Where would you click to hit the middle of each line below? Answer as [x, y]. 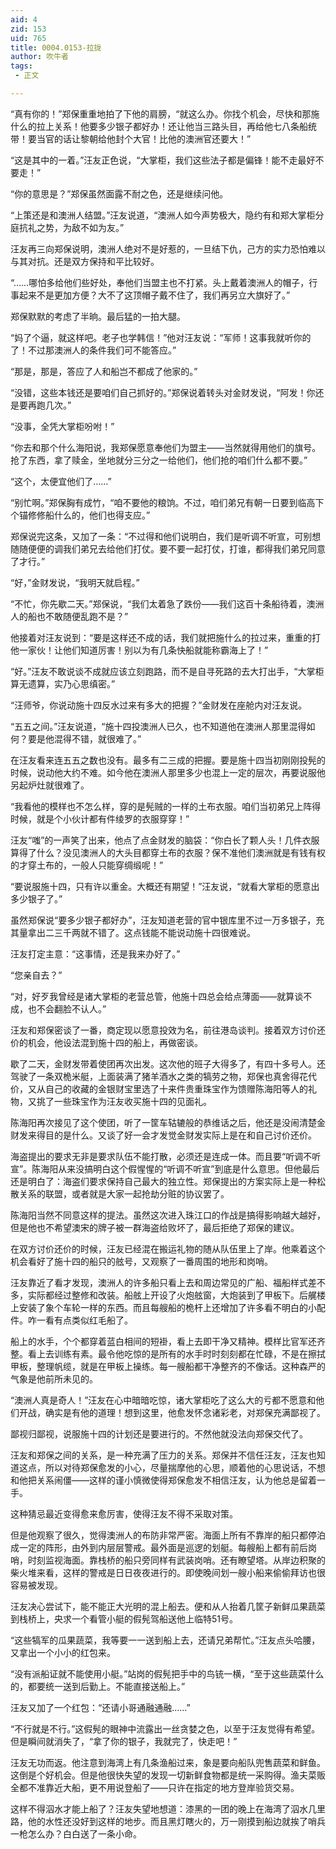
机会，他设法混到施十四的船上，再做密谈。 [115, 1042]
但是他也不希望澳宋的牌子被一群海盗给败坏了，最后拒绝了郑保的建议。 [155, 1227]
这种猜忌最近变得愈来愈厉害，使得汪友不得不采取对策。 [124, 1513]
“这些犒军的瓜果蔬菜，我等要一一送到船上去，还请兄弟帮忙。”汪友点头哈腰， [165, 1640]
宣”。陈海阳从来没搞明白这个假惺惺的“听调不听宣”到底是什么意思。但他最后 [165, 1168]
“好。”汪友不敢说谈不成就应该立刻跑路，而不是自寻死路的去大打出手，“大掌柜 [167, 671]
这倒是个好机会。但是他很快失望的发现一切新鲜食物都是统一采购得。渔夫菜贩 [168, 1775]
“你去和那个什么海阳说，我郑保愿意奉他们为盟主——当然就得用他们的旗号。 [166, 447]
